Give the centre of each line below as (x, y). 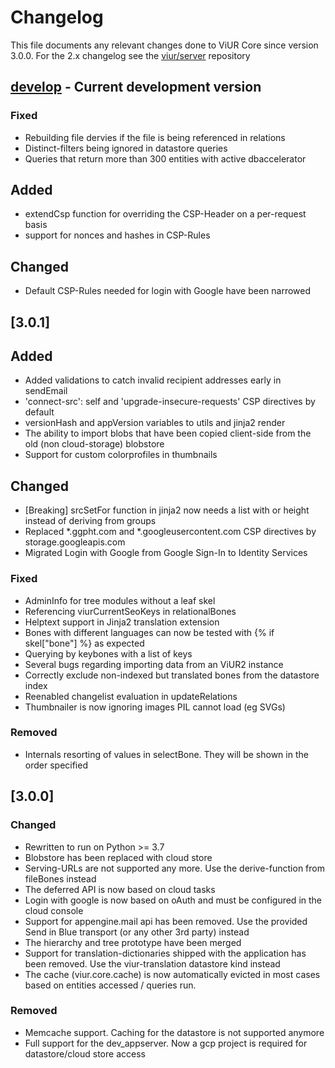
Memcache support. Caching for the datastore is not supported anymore (174, 1032)
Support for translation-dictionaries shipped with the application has (165, 953)
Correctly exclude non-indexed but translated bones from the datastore (172, 675)
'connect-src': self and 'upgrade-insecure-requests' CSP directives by (170, 402)
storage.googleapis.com (75, 542)
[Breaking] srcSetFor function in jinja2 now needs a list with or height (167, 510)
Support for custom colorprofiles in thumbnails (121, 455)
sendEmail (46, 391)
